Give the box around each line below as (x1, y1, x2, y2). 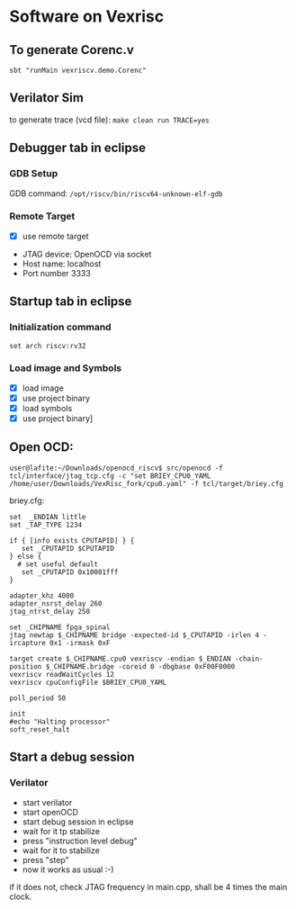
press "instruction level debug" (22, 835, 138, 846)
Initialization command (9, 321, 112, 334)
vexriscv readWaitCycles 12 (9, 670, 115, 679)
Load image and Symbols (9, 362, 122, 374)
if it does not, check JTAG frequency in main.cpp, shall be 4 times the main (9, 881, 288, 892)
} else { (9, 552, 42, 561)
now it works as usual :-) (22, 864, 114, 875)
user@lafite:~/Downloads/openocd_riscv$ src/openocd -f (9, 463, 223, 472)
